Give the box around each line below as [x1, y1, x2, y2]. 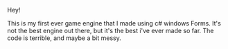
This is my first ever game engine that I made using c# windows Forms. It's [7, 19, 222, 27]
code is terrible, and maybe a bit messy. [7, 34, 121, 42]
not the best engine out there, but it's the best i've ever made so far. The [7, 27, 214, 35]
